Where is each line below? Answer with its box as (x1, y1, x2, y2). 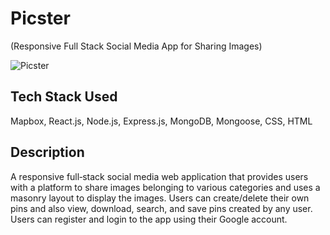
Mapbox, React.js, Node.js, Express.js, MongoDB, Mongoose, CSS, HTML (10, 115, 313, 127)
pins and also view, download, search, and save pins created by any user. (10, 202, 313, 214)
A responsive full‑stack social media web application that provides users (10, 170, 309, 182)
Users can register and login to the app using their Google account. (10, 213, 288, 225)
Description (10, 144, 85, 161)
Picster (10, 7, 71, 30)
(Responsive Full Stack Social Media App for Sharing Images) (10, 40, 263, 52)
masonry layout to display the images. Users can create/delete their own (10, 192, 310, 204)
